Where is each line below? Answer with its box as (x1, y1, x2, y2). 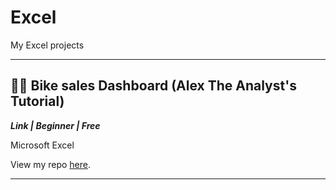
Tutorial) (10, 93, 65, 110)
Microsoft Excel (10, 139, 75, 151)
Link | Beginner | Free (10, 119, 101, 131)
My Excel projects (10, 39, 85, 51)
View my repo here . (10, 158, 92, 170)
